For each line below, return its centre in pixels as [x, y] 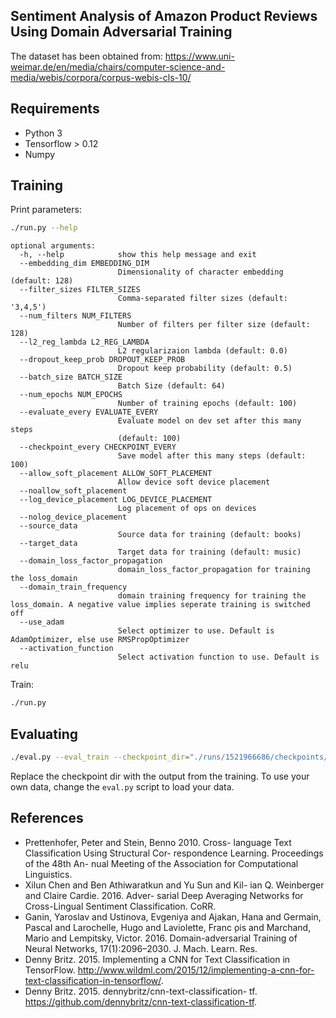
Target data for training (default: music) [209, 552]
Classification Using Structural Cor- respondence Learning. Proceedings [174, 853]
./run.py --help [44, 228]
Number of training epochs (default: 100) [207, 404]
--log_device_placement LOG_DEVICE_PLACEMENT [116, 500]
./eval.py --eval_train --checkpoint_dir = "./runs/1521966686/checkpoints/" [171, 757]
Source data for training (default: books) [209, 535]
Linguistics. [48, 874]
